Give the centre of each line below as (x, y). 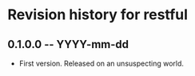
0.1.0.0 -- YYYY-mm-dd (68, 44)
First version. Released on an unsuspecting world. (101, 63)
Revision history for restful (98, 15)
